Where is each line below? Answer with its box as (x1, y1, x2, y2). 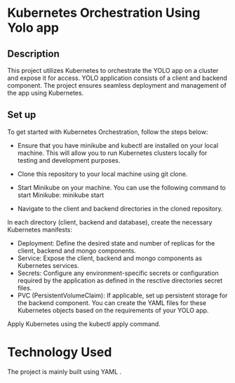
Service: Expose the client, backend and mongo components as (17, 254, 202, 262)
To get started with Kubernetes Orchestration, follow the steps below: (7, 128, 208, 136)
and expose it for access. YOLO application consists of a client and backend (7, 74, 228, 82)
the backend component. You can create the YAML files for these (17, 298, 207, 307)
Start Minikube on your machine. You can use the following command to (17, 183, 227, 191)
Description (7, 48, 60, 60)
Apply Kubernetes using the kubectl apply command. (7, 319, 161, 328)
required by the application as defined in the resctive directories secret (17, 276, 223, 285)
